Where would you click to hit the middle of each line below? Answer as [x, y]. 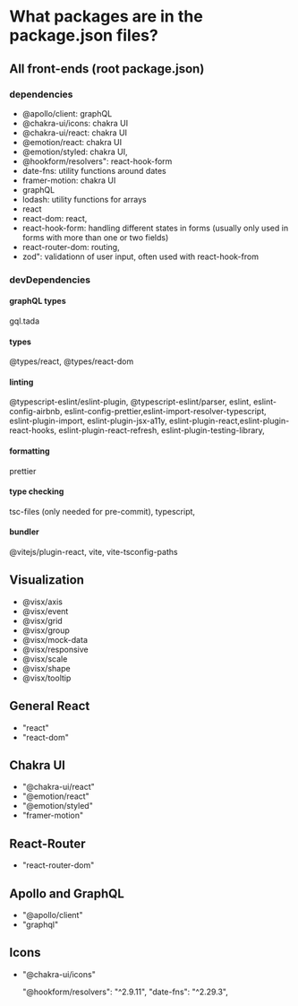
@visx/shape [46, 668]
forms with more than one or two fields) [95, 237]
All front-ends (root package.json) [107, 69]
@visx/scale [45, 659]
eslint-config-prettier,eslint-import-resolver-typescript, [165, 412]
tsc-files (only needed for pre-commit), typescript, [102, 511]
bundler [24, 532]
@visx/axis [42, 602]
